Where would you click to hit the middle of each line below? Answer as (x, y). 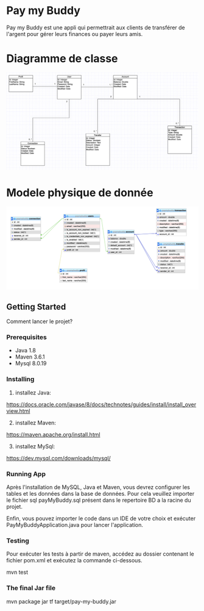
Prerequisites (26, 337)
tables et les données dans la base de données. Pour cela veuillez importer (100, 493)
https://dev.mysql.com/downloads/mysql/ (58, 458)
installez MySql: (35, 446)
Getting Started (36, 306)
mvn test (17, 572)
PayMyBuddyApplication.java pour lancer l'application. (75, 524)
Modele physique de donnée (80, 193)
